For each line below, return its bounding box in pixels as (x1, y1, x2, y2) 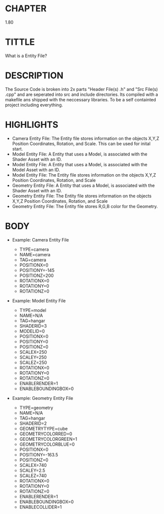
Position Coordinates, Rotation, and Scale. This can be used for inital (12, 141, 151, 147)
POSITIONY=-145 (19, 267, 55, 273)
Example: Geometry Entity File (12, 395, 73, 401)
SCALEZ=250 (19, 360, 47, 365)
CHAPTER (5, 3, 47, 14)
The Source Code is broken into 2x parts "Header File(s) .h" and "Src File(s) (5, 86, 158, 92)
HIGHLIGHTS (5, 119, 59, 130)
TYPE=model (19, 307, 47, 313)
